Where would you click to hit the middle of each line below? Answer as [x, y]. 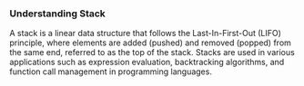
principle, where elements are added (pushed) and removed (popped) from [150, 43]
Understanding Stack [58, 14]
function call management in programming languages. [111, 72]
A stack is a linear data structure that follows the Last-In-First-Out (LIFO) [146, 33]
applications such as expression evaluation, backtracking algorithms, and [147, 62]
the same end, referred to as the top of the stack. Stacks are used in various [152, 53]
